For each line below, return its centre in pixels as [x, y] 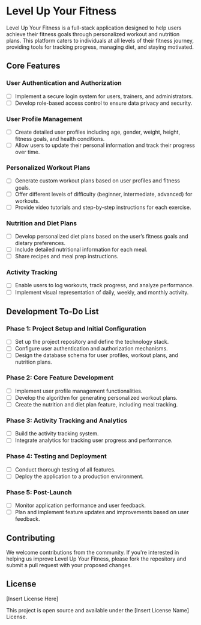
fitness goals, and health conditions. [60, 139]
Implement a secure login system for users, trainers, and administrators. [104, 96]
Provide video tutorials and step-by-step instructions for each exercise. [103, 207]
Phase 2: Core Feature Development [60, 378]
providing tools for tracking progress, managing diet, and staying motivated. [100, 47]
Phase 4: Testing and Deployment [56, 456]
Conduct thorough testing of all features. [65, 469]
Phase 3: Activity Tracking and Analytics [67, 420]
